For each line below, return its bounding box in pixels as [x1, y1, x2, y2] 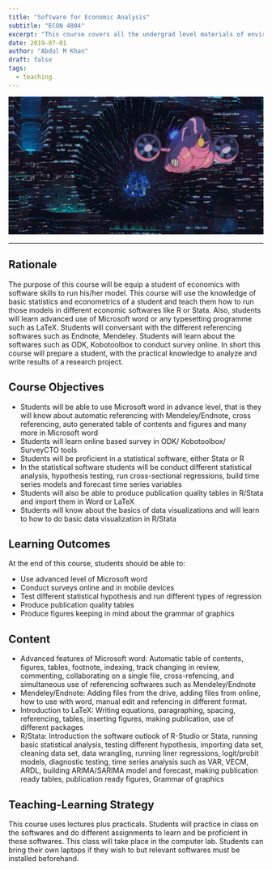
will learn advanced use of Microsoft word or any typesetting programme [8, 313, 253, 323]
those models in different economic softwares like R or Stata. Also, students [8, 305, 261, 315]
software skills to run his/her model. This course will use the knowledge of [8, 288, 257, 297]
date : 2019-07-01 [8, 39, 67, 47]
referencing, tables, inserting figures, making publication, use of [19, 714, 235, 724]
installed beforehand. [8, 853, 79, 863]
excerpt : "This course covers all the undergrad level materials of [8, 30, 244, 38]
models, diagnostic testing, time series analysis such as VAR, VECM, [19, 757, 249, 767]
